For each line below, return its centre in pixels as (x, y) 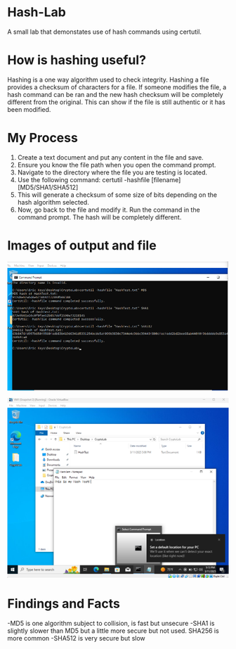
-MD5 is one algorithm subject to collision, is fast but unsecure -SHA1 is (111, 623)
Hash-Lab (37, 12)
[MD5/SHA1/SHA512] (48, 187)
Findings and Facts (64, 604)
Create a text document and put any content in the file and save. (110, 157)
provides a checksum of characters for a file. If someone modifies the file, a (117, 87)
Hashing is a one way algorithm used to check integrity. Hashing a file (108, 79)
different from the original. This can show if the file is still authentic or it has (117, 102)
